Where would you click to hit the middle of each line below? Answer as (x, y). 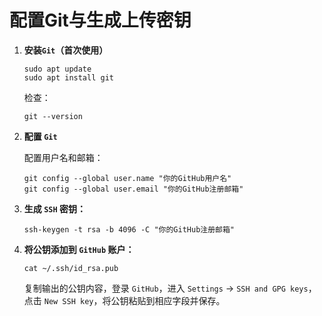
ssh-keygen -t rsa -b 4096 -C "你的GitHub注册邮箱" (129, 229)
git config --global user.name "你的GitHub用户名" (127, 178)
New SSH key (68, 301)
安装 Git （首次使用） (66, 50)
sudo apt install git (68, 77)
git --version (53, 116)
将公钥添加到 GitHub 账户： (79, 249)
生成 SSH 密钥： (54, 208)
